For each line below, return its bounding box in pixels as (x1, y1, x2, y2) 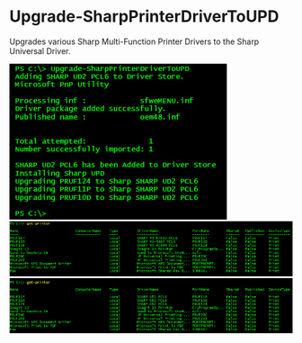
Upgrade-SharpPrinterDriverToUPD (9, 6, 280, 27)
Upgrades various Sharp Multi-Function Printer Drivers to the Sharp (9, 36, 260, 47)
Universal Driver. (9, 45, 71, 56)
